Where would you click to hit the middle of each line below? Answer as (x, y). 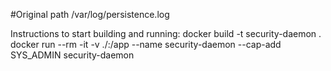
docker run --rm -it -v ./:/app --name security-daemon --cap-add (146, 44)
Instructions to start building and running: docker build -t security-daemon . (166, 33)
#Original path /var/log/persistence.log (90, 14)
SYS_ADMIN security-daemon (72, 55)
